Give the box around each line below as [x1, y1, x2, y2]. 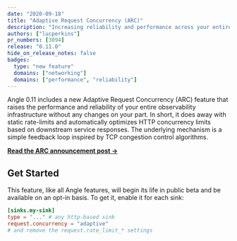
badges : [7, 57, 30, 64]
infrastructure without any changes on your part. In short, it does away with [7, 110, 227, 119]
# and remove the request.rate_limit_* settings [7, 227, 153, 234]
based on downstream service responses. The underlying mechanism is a [7, 125, 222, 134]
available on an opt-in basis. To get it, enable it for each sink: [7, 194, 184, 202]
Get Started [7, 167, 59, 179]
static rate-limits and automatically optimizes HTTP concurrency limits [7, 118, 212, 127]
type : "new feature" [13, 63, 74, 70]
